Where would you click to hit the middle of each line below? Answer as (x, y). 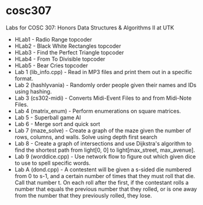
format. (24, 78)
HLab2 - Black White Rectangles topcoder (68, 46)
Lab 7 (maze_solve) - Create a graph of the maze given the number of (103, 130)
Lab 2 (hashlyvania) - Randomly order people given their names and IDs (105, 85)
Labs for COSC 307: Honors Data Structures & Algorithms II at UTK (90, 28)
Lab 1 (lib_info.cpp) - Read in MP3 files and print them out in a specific (103, 72)
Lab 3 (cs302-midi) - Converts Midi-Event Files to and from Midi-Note (103, 98)
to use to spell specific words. (52, 163)
